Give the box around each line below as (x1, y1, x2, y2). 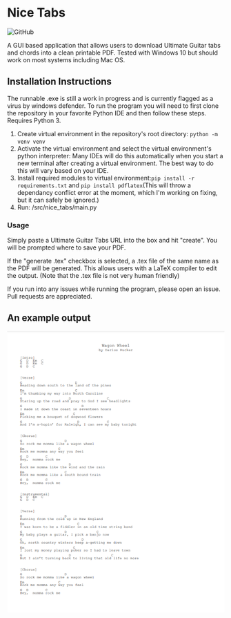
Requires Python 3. (7, 116, 61, 124)
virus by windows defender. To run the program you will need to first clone (7, 102, 219, 110)
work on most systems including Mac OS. (7, 55, 125, 64)
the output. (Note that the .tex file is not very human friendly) (7, 272, 180, 280)
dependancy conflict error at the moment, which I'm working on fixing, (17, 188, 219, 196)
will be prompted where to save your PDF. (7, 243, 126, 252)
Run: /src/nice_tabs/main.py (17, 203, 97, 212)
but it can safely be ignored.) (17, 196, 99, 204)
